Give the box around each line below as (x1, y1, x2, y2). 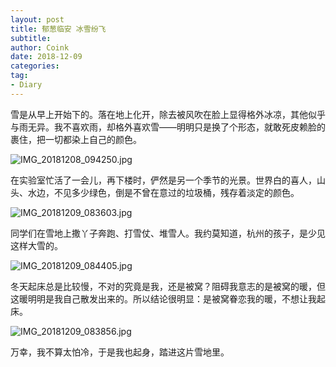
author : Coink (10, 42, 70, 53)
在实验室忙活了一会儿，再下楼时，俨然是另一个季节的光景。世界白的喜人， (10, 174, 317, 186)
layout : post (10, 14, 65, 25)
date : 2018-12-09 (10, 52, 83, 62)
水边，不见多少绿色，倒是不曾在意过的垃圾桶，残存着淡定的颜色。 (27, 186, 300, 198)
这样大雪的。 (10, 239, 63, 251)
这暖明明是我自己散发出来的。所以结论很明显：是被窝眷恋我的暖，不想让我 (10, 292, 317, 305)
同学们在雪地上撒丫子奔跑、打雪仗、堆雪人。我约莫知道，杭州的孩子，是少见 (10, 227, 326, 239)
